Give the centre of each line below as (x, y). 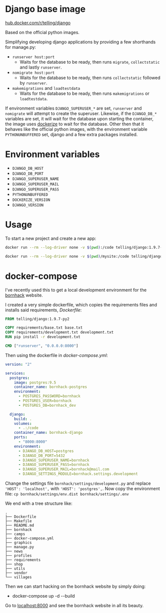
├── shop (14, 564)
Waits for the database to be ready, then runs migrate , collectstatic (90, 62)
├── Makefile (19, 521)
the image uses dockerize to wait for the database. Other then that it (75, 124)
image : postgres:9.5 (35, 383)
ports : (21, 437)
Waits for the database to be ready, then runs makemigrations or (84, 93)
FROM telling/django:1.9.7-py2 (37, 319)
